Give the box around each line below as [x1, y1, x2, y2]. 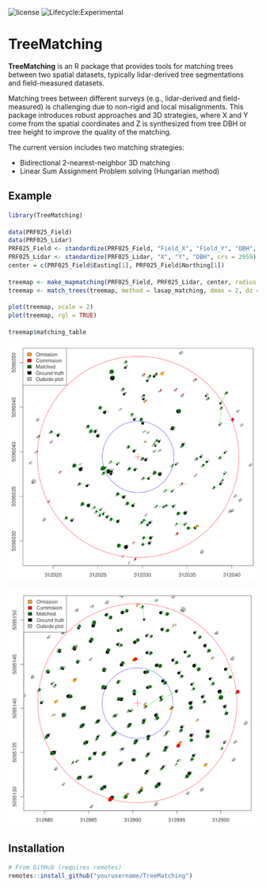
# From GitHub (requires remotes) [8, 863, 123, 871]
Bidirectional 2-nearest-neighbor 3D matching [19, 158, 170, 167]
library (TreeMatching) [8, 211, 83, 219]
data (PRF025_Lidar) [8, 236, 73, 245]
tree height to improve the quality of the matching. [8, 127, 172, 136]
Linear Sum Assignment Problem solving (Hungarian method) [19, 166, 220, 176]
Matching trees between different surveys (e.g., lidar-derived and [8, 93, 222, 103]
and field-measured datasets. [8, 78, 104, 87]
